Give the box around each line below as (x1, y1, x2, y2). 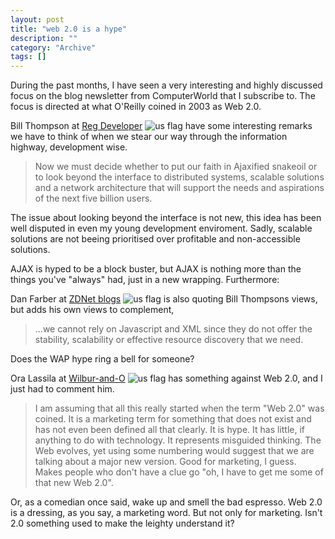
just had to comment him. (10, 383, 115, 395)
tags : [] (10, 52, 47, 62)
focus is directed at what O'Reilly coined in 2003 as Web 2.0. (10, 101, 262, 113)
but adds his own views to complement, (10, 304, 175, 316)
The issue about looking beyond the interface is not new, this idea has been (10, 212, 322, 224)
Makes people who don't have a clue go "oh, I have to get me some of (34, 466, 324, 478)
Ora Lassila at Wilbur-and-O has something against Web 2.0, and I (10, 372, 323, 385)
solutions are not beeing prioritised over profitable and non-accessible (10, 233, 301, 245)
